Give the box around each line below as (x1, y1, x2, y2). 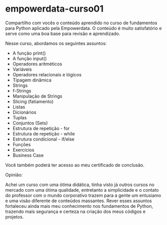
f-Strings (12, 87, 31, 94)
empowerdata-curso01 (5, 3, 104, 15)
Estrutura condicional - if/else (12, 136, 75, 142)
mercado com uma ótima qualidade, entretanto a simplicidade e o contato (5, 187, 159, 193)
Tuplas (12, 114, 27, 120)
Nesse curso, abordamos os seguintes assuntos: (5, 40, 107, 46)
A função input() (12, 55, 47, 61)
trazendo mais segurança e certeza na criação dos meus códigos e (5, 208, 146, 214)
